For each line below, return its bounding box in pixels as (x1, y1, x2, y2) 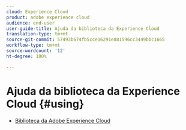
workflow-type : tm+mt (6, 43, 61, 49)
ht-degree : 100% (6, 53, 47, 59)
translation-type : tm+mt (6, 31, 68, 37)
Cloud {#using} (6, 97, 85, 111)
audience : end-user (6, 20, 55, 26)
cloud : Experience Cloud (6, 8, 68, 15)
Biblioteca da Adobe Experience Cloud (14, 117, 111, 124)
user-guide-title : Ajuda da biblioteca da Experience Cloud (6, 25, 160, 32)
